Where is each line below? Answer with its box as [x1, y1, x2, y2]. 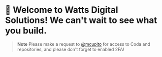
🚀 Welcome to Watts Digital [5, 4, 118, 16]
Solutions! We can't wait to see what [5, 15, 158, 26]
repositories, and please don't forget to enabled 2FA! [17, 46, 125, 52]
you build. [5, 25, 47, 36]
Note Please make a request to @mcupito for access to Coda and [17, 41, 151, 47]
